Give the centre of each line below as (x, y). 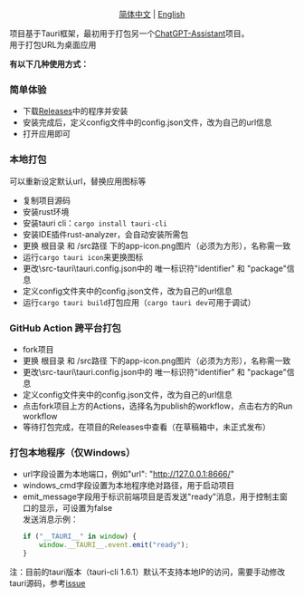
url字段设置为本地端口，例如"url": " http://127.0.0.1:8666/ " (128, 474)
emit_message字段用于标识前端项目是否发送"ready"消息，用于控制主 (151, 496)
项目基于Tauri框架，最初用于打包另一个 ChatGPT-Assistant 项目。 (129, 34)
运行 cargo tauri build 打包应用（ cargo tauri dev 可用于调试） (139, 302)
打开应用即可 (46, 134)
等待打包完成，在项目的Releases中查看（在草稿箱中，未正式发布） (147, 427)
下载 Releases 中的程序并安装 (75, 111)
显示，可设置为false (76, 508)
